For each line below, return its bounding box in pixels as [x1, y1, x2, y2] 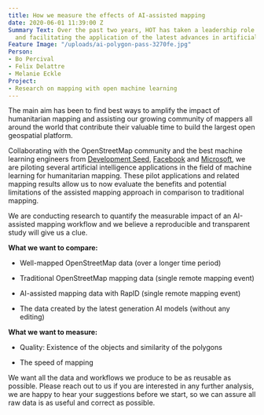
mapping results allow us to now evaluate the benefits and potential [8, 180, 226, 189]
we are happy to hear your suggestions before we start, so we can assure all [8, 390, 256, 399]
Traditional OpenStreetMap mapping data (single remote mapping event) [19, 274, 255, 283]
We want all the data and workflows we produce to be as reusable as [8, 373, 232, 383]
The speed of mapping [19, 358, 94, 367]
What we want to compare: [8, 243, 98, 253]
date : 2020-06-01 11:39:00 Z [8, 19, 104, 27]
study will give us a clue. [8, 228, 88, 238]
